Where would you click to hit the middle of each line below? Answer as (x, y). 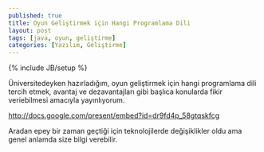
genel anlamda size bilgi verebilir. (63, 139)
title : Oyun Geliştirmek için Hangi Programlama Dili (100, 23)
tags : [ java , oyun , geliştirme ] (62, 38)
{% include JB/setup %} (48, 68)
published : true (35, 16)
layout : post (30, 30)
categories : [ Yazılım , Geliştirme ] (67, 45)
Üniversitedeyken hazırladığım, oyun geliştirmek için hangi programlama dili (132, 84)
